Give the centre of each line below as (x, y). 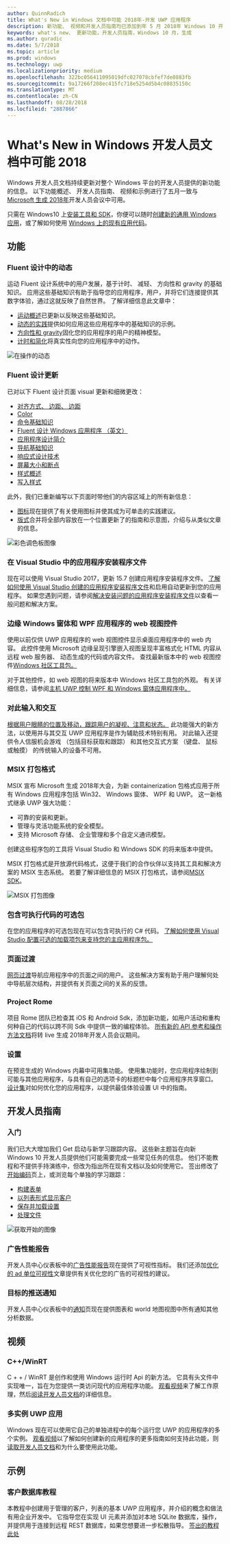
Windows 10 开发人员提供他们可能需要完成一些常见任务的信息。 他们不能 (110, 1157)
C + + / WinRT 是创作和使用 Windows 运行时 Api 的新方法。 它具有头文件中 (113, 1377)
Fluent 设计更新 (33, 376)
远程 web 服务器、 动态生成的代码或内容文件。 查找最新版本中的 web (104, 657)
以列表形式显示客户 (44, 1197)
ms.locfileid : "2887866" (42, 109)
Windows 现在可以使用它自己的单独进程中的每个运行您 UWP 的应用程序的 (111, 1430)
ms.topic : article (33, 52)
